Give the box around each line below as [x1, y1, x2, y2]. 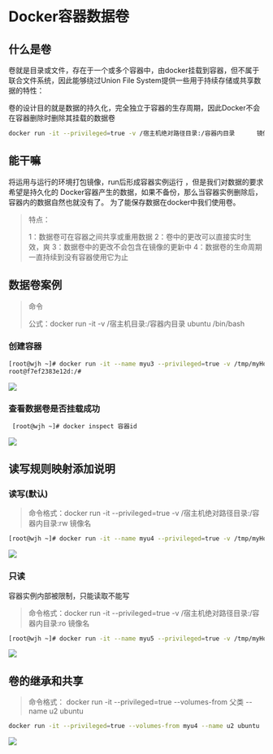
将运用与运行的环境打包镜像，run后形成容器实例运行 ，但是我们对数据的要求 [8, 176, 264, 187]
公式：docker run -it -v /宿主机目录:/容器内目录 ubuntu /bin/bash [28, 318, 245, 328]
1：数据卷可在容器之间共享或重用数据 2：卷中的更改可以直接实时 [28, 232, 245, 241]
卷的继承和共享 [8, 674, 84, 687]
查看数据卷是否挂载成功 [8, 403, 100, 414]
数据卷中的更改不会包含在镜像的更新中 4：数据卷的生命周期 [63, 241, 262, 252]
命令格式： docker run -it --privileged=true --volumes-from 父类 [28, 697, 245, 707]
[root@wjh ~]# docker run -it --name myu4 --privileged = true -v [8, 535, 231, 543]
